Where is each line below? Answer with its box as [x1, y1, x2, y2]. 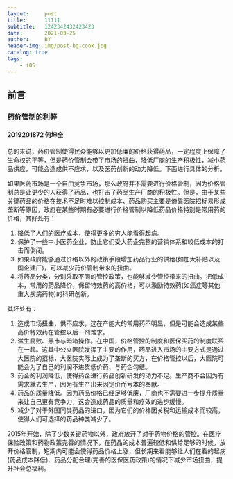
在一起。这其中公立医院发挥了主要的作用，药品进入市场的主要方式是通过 [17, 346, 224, 354]
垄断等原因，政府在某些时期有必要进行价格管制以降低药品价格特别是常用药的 [7, 206, 226, 214]
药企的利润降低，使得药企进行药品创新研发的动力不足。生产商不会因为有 [17, 371, 224, 380]
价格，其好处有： [7, 214, 56, 222]
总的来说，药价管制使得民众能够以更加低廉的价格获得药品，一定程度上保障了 [7, 147, 226, 156]
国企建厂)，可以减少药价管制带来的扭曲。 [17, 263, 135, 272]
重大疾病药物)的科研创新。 [17, 290, 93, 298]
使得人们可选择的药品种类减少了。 [17, 415, 115, 423]
